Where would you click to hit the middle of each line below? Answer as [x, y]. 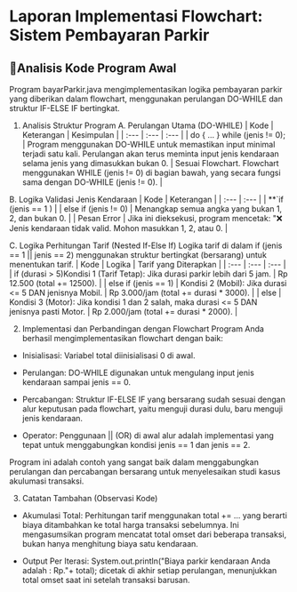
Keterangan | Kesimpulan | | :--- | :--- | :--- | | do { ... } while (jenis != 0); [154, 135]
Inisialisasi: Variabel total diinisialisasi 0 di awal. [108, 356]
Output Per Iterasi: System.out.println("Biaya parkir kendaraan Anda [146, 561]
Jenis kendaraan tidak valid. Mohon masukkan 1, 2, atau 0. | [119, 228]
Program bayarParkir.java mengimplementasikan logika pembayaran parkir [146, 89]
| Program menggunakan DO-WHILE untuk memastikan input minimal [148, 144]
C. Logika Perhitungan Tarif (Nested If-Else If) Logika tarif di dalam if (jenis [146, 245]
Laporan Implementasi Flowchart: [136, 16]
